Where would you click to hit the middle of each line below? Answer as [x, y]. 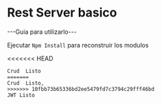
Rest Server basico [62, 13]
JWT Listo [21, 95]
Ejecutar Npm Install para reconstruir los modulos [78, 45]
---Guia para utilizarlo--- [42, 32]
